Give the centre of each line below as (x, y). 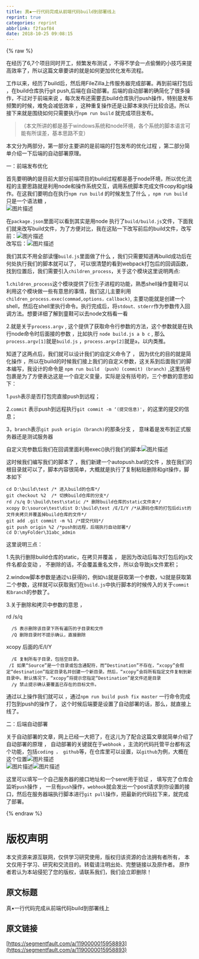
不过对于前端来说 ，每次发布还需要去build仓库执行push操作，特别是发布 (105, 98)
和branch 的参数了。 (29, 592)
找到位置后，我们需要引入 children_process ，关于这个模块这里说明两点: (93, 271)
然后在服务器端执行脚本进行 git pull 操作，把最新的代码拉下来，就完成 (102, 794)
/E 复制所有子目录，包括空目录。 (47, 660)
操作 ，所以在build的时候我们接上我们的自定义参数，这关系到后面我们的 (99, 361)
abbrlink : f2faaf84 (30, 28)
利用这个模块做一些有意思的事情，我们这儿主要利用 (69, 291)
